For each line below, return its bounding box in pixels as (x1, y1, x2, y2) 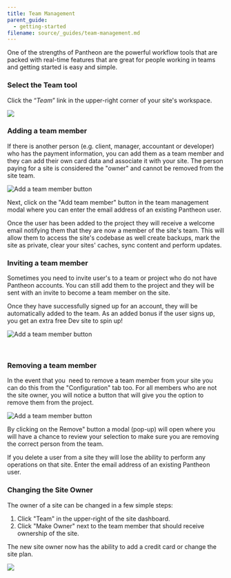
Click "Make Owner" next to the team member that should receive (17, 521, 205, 530)
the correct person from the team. (7, 440, 104, 448)
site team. (7, 171, 36, 180)
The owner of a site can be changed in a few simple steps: (7, 501, 174, 509)
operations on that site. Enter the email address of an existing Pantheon (7, 460, 210, 469)
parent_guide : (7, 17, 48, 24)
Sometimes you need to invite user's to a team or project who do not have (7, 274, 217, 282)
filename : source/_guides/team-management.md (7, 29, 140, 37)
